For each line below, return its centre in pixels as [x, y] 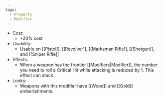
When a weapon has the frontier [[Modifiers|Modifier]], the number [89, 65]
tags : [11, 10]
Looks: [19, 81]
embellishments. [37, 91]
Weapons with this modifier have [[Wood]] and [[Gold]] [76, 86]
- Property [21, 14]
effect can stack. [37, 76]
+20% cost [31, 38]
